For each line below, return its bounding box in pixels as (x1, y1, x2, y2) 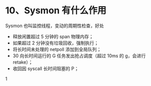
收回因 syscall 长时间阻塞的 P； (12, 65, 79, 72)
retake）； (12, 59, 33, 65)
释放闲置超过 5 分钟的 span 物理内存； (12, 33, 94, 39)
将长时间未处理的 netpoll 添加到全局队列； (12, 46, 102, 52)
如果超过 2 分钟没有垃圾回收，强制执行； (12, 39, 99, 46)
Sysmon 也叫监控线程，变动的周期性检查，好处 (5, 23, 105, 29)
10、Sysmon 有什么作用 (5, 5, 107, 16)
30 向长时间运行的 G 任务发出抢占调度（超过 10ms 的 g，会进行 (12, 52, 146, 59)
